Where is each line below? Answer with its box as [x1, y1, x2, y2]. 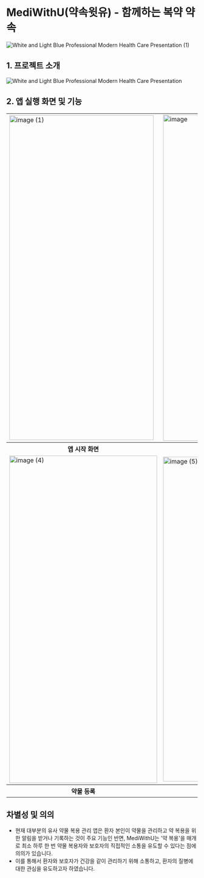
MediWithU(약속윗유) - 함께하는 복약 [6, 5, 183, 20]
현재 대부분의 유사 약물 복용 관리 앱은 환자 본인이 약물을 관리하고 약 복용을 [15, 827, 190, 834]
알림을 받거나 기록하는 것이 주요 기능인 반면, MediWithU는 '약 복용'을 [21, 835, 185, 842]
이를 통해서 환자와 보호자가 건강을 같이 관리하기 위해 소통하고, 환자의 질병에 [15, 857, 194, 865]
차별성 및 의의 [6, 809, 55, 820]
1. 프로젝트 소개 [6, 60, 61, 71]
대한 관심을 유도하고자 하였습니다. [15, 865, 95, 873]
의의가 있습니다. [15, 850, 53, 857]
